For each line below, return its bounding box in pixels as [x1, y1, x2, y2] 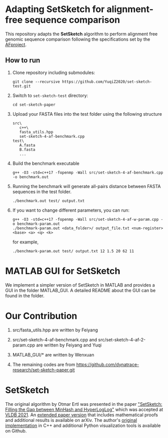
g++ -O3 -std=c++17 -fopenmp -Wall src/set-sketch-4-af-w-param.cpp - [12, 217, 163, 222]
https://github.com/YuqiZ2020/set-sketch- [62, 79, 152, 84]
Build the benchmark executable [12, 160, 80, 166]
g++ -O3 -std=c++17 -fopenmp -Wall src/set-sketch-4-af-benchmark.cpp [12, 170, 163, 175]
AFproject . [5, 41, 27, 47]
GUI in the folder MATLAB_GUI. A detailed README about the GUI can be [5, 287, 156, 293]
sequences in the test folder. [12, 189, 72, 195]
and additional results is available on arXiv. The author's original [5, 417, 137, 423]
